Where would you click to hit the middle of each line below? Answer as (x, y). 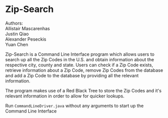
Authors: (14, 23)
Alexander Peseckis (26, 39)
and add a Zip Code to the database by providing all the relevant (72, 75)
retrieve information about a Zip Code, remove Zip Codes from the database (84, 70)
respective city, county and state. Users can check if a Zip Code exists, (79, 65)
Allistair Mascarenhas (28, 28)
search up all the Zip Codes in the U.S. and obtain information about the (80, 59)
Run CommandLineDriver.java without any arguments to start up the (74, 105)
